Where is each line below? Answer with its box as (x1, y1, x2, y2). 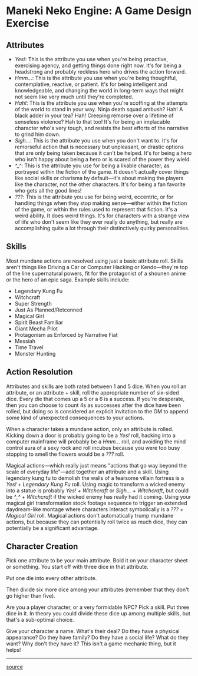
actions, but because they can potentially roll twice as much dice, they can (6, 518, 187, 525)
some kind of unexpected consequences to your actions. (6, 414, 144, 421)
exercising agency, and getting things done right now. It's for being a (14, 62, 181, 69)
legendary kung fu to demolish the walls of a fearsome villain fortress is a (6, 474, 184, 481)
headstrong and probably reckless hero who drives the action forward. (14, 68, 187, 75)
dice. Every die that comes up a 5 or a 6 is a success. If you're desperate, (6, 395, 185, 402)
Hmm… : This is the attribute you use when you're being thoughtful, (14, 75, 177, 81)
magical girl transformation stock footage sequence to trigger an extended (6, 499, 187, 506)
